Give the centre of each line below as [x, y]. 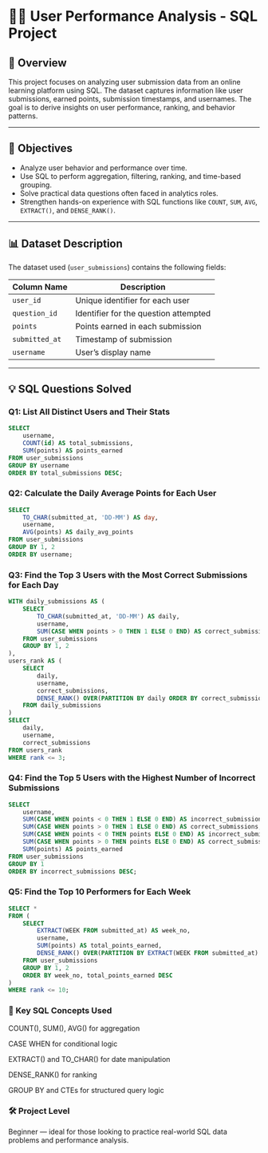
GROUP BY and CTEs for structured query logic [87, 1090]
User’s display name [113, 352]
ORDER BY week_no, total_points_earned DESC [98, 975]
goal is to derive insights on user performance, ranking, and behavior [122, 107]
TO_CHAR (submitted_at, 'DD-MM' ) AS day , [91, 517]
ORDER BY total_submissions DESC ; [66, 473]
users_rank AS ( [35, 661]
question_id [35, 313]
